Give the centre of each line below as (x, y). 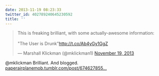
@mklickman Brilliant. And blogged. (42, 63)
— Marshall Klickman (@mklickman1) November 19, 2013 (75, 53)
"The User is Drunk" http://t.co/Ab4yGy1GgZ (63, 44)
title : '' (15, 19)
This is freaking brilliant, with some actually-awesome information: (86, 33)
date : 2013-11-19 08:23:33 (33, 10)
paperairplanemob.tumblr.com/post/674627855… (56, 68)
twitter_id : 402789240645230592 (39, 14)
